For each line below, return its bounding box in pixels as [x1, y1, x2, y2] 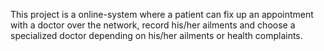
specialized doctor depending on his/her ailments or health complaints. [10, 30, 303, 41]
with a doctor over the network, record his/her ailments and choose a [10, 19, 296, 31]
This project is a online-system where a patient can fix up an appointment [10, 9, 314, 20]
